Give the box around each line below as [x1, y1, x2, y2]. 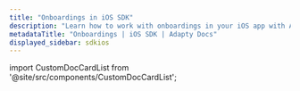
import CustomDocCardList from [9, 62, 129, 73]
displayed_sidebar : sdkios [9, 37, 110, 47]
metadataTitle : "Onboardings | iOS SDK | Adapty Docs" [9, 29, 218, 38]
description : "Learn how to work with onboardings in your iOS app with [9, 21, 286, 30]
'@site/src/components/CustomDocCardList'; [9, 72, 177, 83]
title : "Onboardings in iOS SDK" [9, 12, 134, 22]
